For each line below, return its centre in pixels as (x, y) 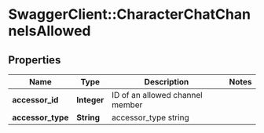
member (127, 105)
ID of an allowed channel (157, 95)
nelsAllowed (49, 31)
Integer (90, 100)
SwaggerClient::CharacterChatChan (130, 14)
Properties (35, 60)
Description (167, 82)
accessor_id (35, 100)
